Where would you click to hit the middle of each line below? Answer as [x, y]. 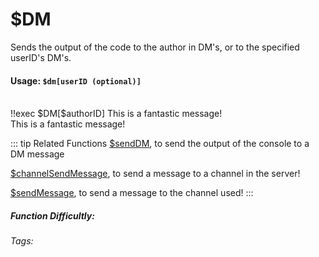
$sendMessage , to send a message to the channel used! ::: [132, 193]
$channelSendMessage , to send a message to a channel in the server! [155, 174]
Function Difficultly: [52, 215]
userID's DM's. [41, 57]
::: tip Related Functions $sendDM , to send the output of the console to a [160, 144]
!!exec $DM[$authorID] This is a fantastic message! [116, 114]
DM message [37, 154]
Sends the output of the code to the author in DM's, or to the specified [155, 47]
